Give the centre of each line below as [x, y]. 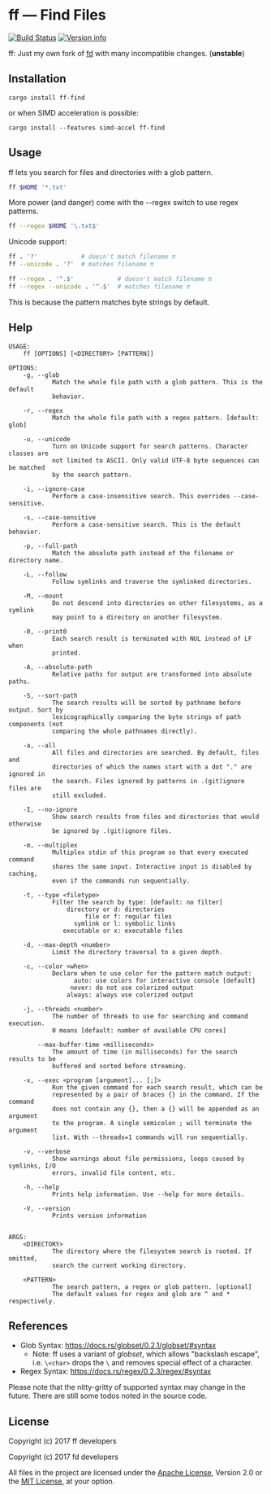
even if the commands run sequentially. [121, 881]
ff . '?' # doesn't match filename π [92, 257]
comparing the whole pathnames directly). [125, 731]
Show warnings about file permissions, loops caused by [148, 1159]
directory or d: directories [115, 909]
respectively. [32, 1301]
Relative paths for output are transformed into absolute [152, 674]
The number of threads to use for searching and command [150, 1016]
